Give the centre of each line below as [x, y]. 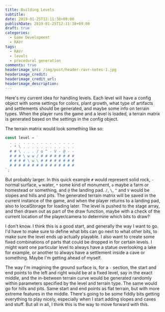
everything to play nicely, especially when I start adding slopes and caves [81, 299]
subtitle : [15, 14]
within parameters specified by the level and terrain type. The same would [81, 283]
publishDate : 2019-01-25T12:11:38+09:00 [48, 24]
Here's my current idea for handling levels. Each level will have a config [78, 98]
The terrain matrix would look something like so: [54, 128]
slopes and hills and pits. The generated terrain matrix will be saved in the [81, 195]
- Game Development [30, 38]
